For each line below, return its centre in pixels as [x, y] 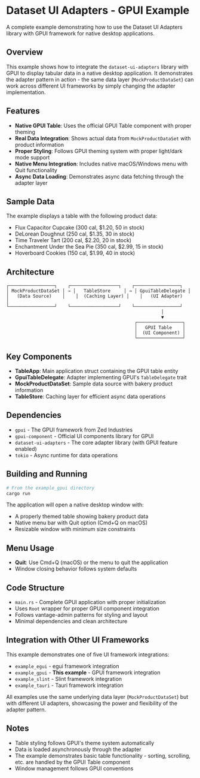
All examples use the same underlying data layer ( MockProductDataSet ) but [97, 696]
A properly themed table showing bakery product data [81, 517]
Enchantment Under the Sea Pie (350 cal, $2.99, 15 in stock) [89, 247]
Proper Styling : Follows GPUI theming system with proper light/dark [99, 151]
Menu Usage [30, 548]
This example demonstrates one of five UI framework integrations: [88, 655]
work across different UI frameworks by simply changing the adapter [91, 86]
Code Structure [35, 588]
